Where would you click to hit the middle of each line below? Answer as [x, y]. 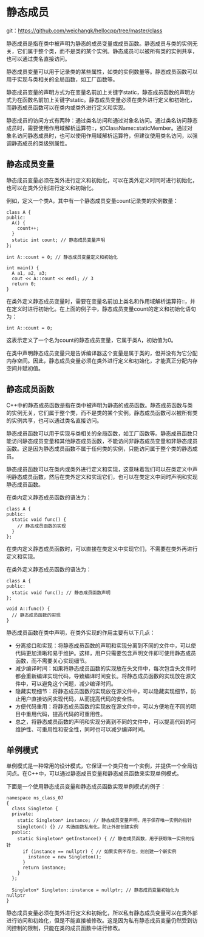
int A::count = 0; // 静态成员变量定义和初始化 [62, 257]
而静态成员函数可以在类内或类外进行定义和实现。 [67, 107]
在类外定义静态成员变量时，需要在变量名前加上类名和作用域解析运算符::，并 [101, 301]
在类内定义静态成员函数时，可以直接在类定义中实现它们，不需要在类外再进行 [102, 548]
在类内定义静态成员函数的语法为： [49, 497]
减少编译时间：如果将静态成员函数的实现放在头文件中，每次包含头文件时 [105, 668]
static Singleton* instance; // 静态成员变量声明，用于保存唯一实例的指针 [105, 821]
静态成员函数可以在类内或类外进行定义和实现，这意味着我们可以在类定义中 [99, 469]
